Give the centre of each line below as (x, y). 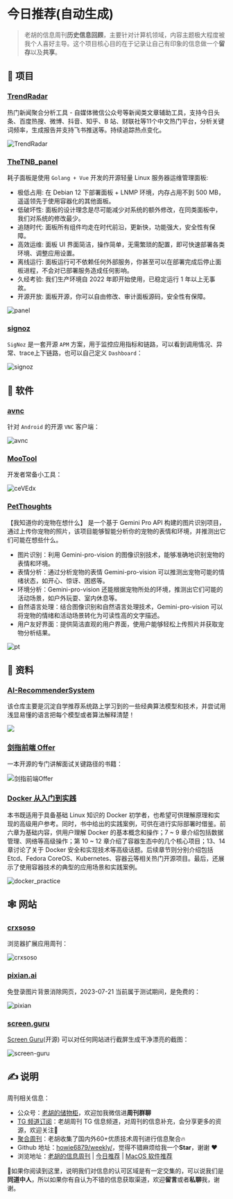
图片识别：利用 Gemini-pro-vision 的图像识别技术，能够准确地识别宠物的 (121, 554)
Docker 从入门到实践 (42, 798)
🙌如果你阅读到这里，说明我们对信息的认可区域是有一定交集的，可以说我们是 (115, 1171)
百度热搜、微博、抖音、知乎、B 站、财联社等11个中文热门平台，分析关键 (122, 121)
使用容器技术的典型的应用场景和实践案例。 (80, 867)
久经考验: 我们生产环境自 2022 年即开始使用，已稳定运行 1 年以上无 (113, 279)
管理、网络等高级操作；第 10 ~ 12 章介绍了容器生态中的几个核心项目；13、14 (116, 841)
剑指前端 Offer (31, 748)
